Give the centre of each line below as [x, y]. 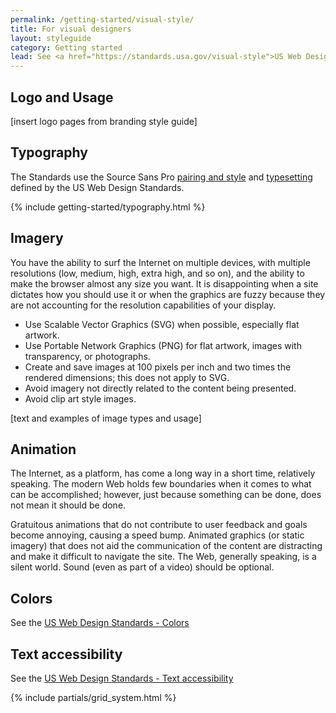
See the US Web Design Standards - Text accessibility [122, 678]
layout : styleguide [51, 38]
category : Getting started [66, 47]
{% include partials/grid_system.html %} [93, 697]
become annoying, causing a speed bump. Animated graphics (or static [157, 535]
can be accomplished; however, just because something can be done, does [166, 495]
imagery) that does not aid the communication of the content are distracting [166, 546]
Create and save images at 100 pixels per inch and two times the [158, 367]
